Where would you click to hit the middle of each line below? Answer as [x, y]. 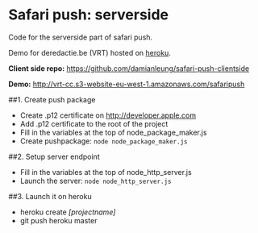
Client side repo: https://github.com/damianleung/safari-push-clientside [129, 68]
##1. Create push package [52, 99]
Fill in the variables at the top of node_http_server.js [106, 172]
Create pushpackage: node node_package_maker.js [104, 141]
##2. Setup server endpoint [54, 156]
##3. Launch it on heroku [50, 196]
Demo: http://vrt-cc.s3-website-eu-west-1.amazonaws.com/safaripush [127, 84]
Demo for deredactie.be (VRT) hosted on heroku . [89, 52]
